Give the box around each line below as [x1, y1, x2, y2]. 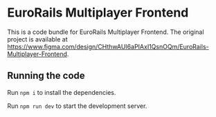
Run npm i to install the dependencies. [7, 88, 116, 96]
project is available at [7, 35, 68, 43]
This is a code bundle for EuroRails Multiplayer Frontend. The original [7, 28, 204, 36]
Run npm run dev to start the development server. [7, 102, 147, 110]
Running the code [7, 70, 85, 82]
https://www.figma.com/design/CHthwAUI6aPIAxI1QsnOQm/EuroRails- [7, 42, 209, 51]
